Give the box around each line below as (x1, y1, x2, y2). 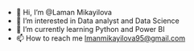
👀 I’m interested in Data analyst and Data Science (15, 16, 180, 25)
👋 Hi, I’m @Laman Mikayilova (15, 8, 113, 17)
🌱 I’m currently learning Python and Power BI (15, 25, 165, 33)
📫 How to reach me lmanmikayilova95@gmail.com (15, 33, 186, 43)
